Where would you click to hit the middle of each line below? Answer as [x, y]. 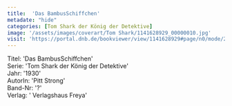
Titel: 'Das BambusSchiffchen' [50, 59]
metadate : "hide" [32, 20]
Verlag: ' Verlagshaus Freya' [47, 95]
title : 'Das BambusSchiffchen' [54, 13]
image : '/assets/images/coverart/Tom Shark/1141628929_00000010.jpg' [109, 33]
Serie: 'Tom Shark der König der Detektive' [68, 66]
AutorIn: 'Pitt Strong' [36, 81]
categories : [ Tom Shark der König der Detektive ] [80, 26]
